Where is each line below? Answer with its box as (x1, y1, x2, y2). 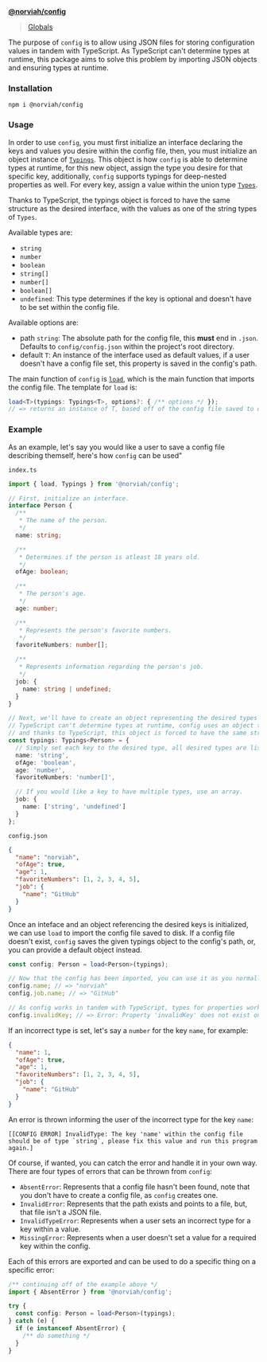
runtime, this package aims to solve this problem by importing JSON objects (8, 55, 257, 64)
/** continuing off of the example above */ (8, 1280, 158, 1289)
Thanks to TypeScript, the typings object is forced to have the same (8, 195, 230, 205)
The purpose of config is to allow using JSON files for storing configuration (8, 37, 255, 47)
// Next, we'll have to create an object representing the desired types (8, 714, 258, 722)
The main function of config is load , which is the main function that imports (8, 374, 255, 383)
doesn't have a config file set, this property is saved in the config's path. (19, 358, 257, 368)
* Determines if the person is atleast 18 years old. (18, 553, 201, 561)
